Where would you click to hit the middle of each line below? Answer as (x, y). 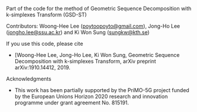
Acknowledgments (29, 79)
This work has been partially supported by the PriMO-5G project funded (102, 90)
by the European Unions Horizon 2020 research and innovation (91, 96)
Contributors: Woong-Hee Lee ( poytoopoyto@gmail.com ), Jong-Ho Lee (93, 26)
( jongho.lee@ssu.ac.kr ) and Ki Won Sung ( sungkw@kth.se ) (78, 32)
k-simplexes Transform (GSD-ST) (46, 15)
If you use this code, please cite (45, 44)
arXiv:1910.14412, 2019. (42, 67)
